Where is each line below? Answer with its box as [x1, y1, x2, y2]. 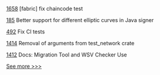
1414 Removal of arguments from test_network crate [6, 40, 135, 46]
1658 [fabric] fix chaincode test [6, 5, 84, 12]
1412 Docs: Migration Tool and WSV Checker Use [6, 51, 127, 58]
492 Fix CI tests [6, 28, 45, 35]
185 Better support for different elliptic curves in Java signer [6, 17, 154, 23]
